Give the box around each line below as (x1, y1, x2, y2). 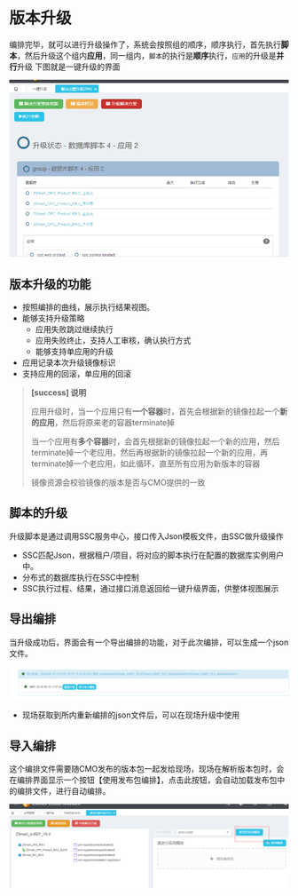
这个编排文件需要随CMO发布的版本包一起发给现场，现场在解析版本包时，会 (9, 763, 285, 773)
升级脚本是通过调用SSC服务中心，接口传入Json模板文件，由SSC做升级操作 (9, 530, 284, 542)
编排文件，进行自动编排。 (16, 785, 111, 796)
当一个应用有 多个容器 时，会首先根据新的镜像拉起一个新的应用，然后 (30, 436, 280, 447)
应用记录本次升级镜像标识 (21, 357, 116, 368)
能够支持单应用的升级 (35, 345, 114, 356)
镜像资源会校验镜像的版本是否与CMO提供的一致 (30, 477, 206, 488)
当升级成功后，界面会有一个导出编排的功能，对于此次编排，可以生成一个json (9, 637, 289, 647)
